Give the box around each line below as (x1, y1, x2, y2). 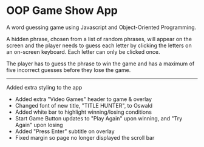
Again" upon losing (15, 121, 63, 128)
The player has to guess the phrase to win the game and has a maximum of (6, 60, 195, 67)
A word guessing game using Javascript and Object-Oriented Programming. (6, 24, 197, 31)
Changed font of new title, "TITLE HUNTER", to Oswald (15, 102, 153, 109)
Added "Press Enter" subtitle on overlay (15, 128, 115, 135)
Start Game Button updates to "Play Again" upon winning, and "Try (15, 114, 183, 122)
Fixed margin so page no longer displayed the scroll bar (15, 134, 155, 141)
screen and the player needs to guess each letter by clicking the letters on (6, 42, 192, 49)
